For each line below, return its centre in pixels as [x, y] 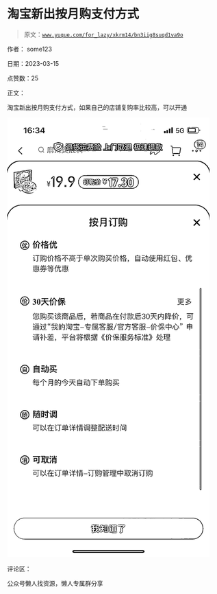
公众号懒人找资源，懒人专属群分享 [55, 583]
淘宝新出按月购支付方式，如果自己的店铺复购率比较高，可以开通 [97, 107]
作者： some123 [30, 49]
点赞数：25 [23, 78]
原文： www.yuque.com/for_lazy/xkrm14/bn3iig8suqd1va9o [103, 34]
